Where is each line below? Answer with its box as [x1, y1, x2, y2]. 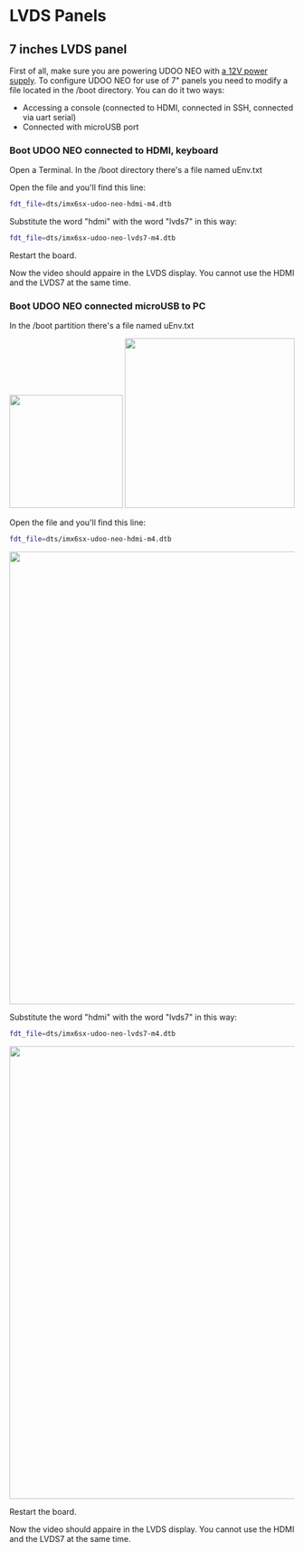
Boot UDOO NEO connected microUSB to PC [9, 300, 206, 312]
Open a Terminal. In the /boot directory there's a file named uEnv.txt [9, 165, 262, 176]
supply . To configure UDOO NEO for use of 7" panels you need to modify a [9, 75, 288, 86]
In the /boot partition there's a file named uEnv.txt [9, 321, 195, 331]
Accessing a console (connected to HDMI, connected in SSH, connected [22, 102, 294, 113]
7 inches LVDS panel [9, 42, 128, 57]
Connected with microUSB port [22, 121, 139, 132]
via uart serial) [22, 112, 77, 122]
